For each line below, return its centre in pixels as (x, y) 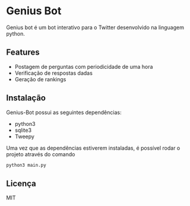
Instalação (26, 98)
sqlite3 (23, 130)
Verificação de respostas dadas (54, 73)
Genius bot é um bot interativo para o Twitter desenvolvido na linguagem (95, 27)
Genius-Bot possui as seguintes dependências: (64, 112)
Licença (21, 183)
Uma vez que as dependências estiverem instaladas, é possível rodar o (93, 148)
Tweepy (24, 136)
